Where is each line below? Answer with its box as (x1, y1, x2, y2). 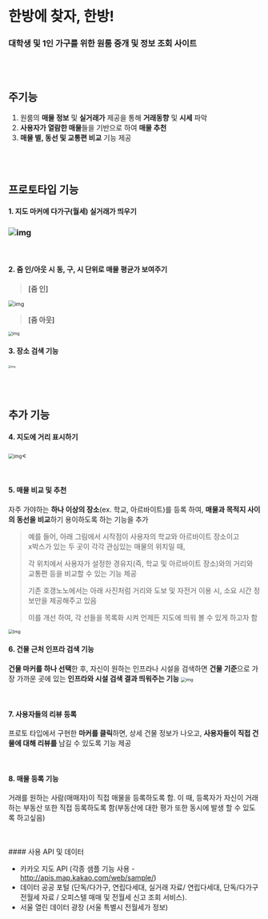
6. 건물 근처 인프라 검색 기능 (8, 644, 94, 654)
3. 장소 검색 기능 (8, 346, 59, 356)
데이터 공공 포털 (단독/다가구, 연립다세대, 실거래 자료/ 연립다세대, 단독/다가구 (19, 882, 258, 893)
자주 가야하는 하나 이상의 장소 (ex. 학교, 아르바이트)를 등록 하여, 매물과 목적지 (8, 504, 246, 514)
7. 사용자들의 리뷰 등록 (8, 709, 78, 719)
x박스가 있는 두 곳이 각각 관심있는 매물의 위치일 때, (27, 541, 186, 551)
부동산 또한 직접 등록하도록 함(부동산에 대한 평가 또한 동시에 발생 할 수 (22, 803, 242, 813)
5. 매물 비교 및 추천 (8, 485, 67, 495)
